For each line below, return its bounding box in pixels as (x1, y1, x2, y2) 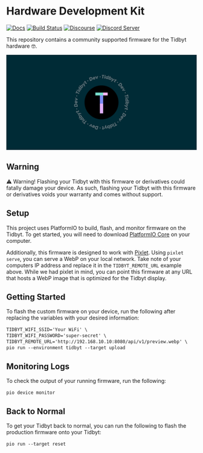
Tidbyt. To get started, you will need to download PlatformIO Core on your (6, 231, 190, 238)
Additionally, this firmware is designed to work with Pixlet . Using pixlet (6, 249, 184, 256)
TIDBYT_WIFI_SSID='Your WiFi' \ (6, 327, 88, 333)
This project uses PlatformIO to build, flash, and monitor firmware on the (6, 224, 186, 231)
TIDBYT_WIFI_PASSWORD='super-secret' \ (6, 333, 107, 339)
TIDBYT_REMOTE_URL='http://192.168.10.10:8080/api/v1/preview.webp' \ (6, 339, 188, 345)
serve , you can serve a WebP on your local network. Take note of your (6, 255, 181, 262)
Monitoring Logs (6, 361, 70, 371)
